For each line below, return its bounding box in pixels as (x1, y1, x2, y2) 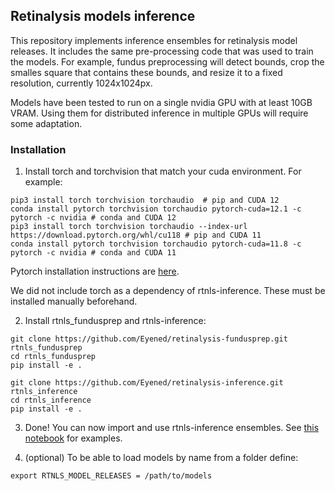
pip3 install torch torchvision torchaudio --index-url (10, 222, 248, 232)
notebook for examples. (24, 432, 123, 444)
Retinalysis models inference (10, 8, 196, 25)
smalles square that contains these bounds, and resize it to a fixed (10, 66, 283, 78)
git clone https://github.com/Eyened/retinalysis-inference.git (10, 378, 284, 388)
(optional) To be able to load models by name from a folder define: (24, 452, 299, 464)
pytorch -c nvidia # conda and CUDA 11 (10, 248, 177, 258)
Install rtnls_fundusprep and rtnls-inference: (24, 315, 207, 327)
